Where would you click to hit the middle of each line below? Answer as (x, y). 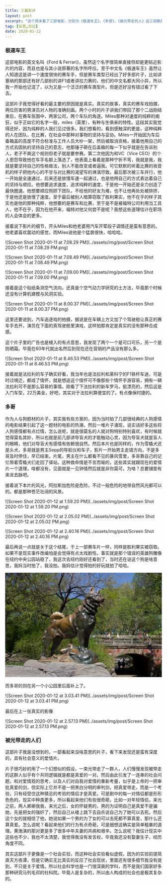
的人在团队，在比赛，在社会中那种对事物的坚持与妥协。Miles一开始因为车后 (83, 135)
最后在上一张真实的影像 (29, 711)
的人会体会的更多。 (25, 216)
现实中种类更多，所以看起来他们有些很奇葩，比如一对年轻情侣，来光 (92, 800)
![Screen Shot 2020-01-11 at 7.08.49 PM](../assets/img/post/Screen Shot (80, 257)
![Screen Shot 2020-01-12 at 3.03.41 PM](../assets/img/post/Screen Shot (80, 696)
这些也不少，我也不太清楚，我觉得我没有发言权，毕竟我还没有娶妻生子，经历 (83, 837)
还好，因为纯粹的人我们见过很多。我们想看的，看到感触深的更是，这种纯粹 (85, 129)
